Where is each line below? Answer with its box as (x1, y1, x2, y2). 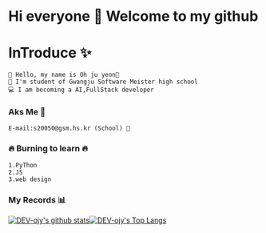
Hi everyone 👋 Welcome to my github (8, 7, 259, 26)
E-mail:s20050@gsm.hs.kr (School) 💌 (8, 124, 130, 133)
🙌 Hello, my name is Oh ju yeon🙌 (8, 71, 120, 79)
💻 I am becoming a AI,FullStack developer (8, 86, 154, 94)
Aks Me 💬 (8, 106, 46, 118)
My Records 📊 (8, 194, 66, 205)
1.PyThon (8, 161, 38, 169)
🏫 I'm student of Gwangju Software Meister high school (8, 78, 198, 86)
